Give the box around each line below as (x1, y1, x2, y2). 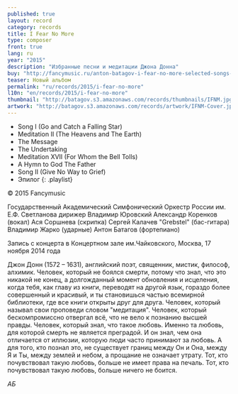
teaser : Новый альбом (7, 76, 72, 84)
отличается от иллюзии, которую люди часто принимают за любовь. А (7, 335, 222, 344)
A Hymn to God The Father (17, 160, 96, 168)
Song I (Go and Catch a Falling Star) (17, 122, 123, 131)
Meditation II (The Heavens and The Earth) (17, 129, 142, 138)
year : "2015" (7, 57, 46, 64)
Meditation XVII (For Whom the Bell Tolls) (17, 152, 138, 160)
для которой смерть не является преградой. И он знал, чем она (7, 328, 202, 336)
